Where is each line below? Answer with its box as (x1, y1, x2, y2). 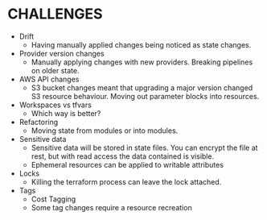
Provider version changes (18, 48, 105, 58)
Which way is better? (31, 108, 101, 118)
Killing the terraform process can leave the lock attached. (31, 176, 222, 186)
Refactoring (18, 117, 59, 127)
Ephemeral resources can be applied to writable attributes (31, 160, 224, 169)
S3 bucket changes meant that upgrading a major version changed (31, 82, 253, 93)
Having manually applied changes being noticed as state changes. (31, 39, 252, 49)
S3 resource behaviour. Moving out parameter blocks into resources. (31, 91, 260, 101)
